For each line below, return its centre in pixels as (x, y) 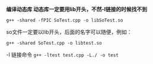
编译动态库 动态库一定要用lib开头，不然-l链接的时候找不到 (77, 9)
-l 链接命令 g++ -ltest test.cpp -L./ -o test (62, 55)
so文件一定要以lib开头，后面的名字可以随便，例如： (69, 32)
